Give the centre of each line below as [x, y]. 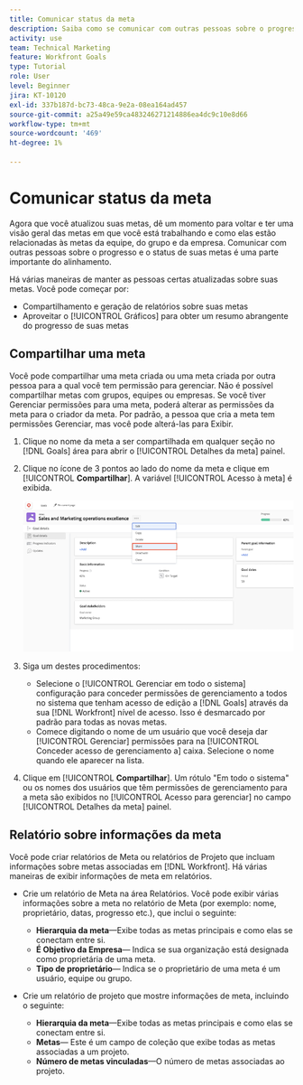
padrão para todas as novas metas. [101, 722]
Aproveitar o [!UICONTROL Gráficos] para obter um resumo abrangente [155, 315]
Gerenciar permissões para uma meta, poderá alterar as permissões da [142, 404]
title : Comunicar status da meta [72, 19]
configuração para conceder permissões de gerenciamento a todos [161, 693]
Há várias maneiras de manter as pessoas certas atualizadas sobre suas [144, 279]
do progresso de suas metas [75, 325]
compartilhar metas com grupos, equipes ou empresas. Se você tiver [138, 395]
